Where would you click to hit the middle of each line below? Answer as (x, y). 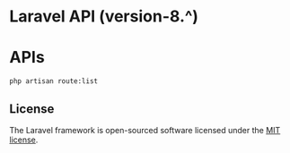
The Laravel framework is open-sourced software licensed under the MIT (145, 130)
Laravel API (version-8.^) (104, 17)
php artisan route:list (54, 81)
